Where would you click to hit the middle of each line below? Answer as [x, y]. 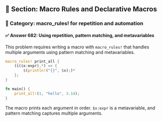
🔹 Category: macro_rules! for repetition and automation [74, 23]
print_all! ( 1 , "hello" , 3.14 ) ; [47, 93]
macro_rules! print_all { [32, 61]
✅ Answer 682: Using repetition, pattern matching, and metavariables [80, 35]
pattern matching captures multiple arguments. [54, 113]
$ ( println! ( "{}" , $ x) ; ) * [49, 70]
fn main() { [18, 89]
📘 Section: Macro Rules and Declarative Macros [81, 9]
